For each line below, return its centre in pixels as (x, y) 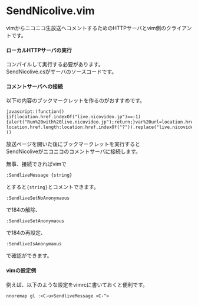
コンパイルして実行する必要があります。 (55, 64)
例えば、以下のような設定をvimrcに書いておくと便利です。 (77, 284)
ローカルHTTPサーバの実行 (39, 50)
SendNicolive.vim (51, 11)
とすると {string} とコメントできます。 (52, 187)
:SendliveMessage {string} (39, 176)
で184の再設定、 (26, 233)
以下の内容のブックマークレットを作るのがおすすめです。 (76, 100)
